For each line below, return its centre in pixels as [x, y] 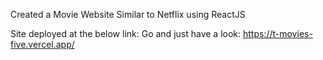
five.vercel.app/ [42, 44]
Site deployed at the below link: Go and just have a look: [126, 33]
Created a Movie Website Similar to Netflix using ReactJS [128, 14]
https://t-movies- [277, 33]
